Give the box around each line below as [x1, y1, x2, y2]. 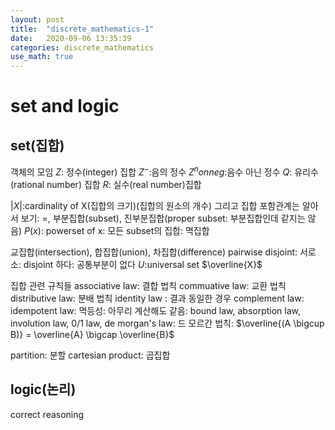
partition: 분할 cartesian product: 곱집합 [10, 349, 171, 361]
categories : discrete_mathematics [10, 42, 155, 53]
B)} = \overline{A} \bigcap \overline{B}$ [10, 328, 175, 340]
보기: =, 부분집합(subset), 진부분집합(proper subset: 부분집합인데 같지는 [20, 212, 306, 224]
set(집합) [10, 137, 65, 154]
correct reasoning [10, 408, 85, 420]
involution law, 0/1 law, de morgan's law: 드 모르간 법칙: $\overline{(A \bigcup [10, 317, 325, 329]
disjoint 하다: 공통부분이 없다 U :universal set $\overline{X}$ [23, 258, 263, 270]
